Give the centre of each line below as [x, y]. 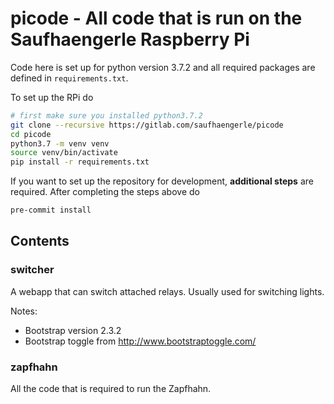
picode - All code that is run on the [156, 18]
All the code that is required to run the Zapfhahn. [111, 389]
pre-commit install [51, 210]
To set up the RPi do [52, 97]
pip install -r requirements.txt [80, 162]
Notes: [24, 311]
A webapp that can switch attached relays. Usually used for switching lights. [167, 291]
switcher [32, 270]
